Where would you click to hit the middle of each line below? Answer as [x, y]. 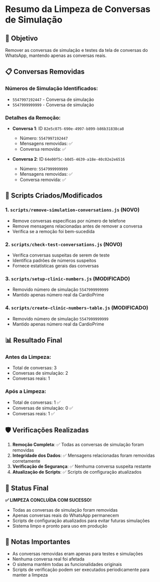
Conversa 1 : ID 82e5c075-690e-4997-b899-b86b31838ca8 [68, 128]
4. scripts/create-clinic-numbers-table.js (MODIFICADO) [77, 308]
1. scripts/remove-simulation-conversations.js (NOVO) [73, 210]
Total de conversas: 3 [35, 368]
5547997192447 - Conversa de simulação [53, 99]
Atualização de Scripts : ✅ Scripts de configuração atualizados [77, 472]
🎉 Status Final [27, 488]
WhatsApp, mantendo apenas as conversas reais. [56, 55]
